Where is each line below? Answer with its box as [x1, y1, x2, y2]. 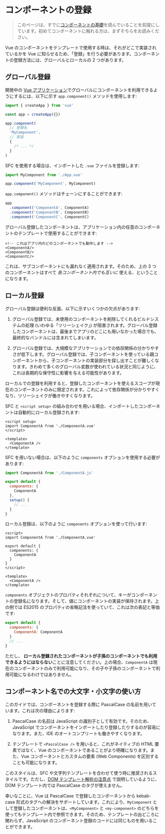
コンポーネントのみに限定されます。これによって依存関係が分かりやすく [13, 386, 160, 392]
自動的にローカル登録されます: [18, 409, 80, 415]
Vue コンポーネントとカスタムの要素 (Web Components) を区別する [21, 753, 159, 759]
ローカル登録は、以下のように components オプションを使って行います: [5, 521, 147, 527]
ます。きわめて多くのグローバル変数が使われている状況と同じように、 [16, 364, 159, 370]
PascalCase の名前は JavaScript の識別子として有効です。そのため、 [12, 718, 152, 724]
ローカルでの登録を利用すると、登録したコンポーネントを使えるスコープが [5, 380, 156, 386]
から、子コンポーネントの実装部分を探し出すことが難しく [38, 357, 155, 363]
